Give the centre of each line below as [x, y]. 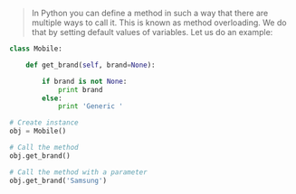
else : [53, 98]
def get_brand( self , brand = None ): [91, 65]
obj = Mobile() [38, 131]
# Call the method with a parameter [78, 172]
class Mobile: [36, 49]
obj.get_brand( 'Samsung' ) [58, 180]
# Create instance [44, 123]
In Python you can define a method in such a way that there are [150, 13]
